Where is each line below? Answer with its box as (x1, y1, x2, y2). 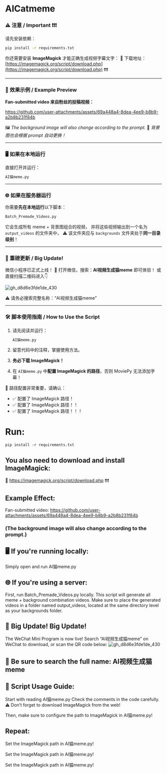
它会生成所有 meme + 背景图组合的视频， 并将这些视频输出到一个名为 (5, 224, 148, 230)
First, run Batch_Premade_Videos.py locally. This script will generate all (5, 592, 151, 598)
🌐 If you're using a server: (5, 578, 88, 587)
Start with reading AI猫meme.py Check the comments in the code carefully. (5, 696, 160, 702)
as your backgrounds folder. (5, 608, 63, 614)
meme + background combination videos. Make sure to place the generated (5, 597, 161, 603)
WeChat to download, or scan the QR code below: (5, 642, 108, 648)
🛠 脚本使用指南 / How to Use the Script (5, 313, 100, 320)
